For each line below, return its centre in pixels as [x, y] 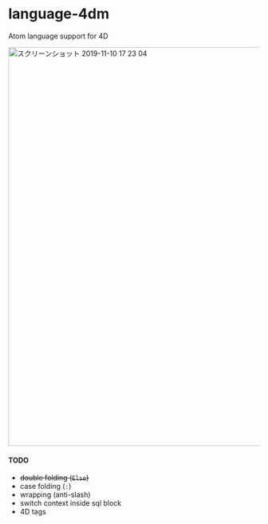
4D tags [33, 512]
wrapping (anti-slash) [55, 494]
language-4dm [59, 14]
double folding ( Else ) [54, 478]
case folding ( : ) [45, 487]
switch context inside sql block [71, 503]
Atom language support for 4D [59, 36]
